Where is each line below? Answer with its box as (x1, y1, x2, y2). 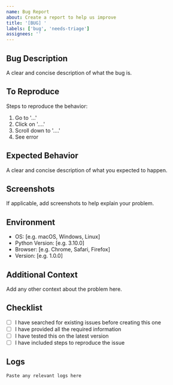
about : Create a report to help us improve (6, 14, 117, 20)
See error (14, 133, 39, 140)
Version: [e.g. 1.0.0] (14, 252, 63, 260)
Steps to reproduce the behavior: (6, 103, 88, 110)
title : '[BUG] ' (6, 20, 47, 26)
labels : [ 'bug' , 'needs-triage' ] (6, 25, 90, 32)
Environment (6, 217, 56, 227)
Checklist (6, 303, 43, 313)
